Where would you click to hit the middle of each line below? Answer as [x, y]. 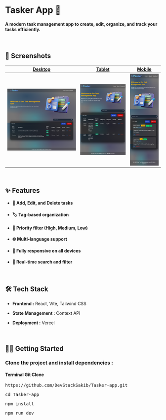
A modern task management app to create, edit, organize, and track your [81, 24]
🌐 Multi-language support [40, 239]
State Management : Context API [46, 313]
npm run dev [20, 413]
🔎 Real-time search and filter [42, 262]
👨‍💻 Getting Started [34, 349]
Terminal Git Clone [25, 375]
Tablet [103, 69]
